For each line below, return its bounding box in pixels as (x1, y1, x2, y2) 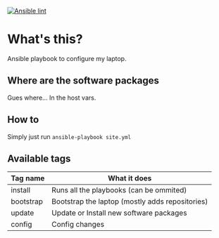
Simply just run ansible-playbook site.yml (7, 132, 132, 140)
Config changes (51, 220, 104, 230)
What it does (108, 173, 152, 183)
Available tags (7, 152, 71, 164)
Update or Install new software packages (51, 208, 187, 218)
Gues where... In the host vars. (7, 93, 96, 102)
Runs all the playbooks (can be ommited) (51, 185, 187, 195)
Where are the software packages (7, 74, 160, 87)
